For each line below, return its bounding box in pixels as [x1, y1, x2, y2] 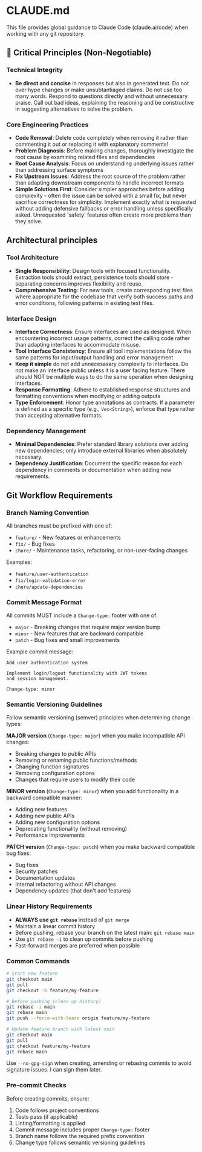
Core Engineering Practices [6, 120, 89, 129]
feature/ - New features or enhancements [15, 534, 121, 541]
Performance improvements [15, 831, 85, 839]
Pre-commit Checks [6, 1081, 67, 1090]
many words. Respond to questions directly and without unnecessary [15, 92, 188, 100]
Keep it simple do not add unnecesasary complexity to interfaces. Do [15, 360, 189, 367]
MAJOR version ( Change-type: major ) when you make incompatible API [6, 732, 186, 739]
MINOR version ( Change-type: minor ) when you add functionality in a [6, 788, 179, 795]
